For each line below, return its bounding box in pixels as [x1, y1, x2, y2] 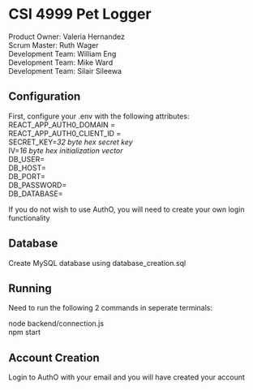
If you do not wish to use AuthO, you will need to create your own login [8, 204, 245, 214]
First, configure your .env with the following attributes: [8, 111, 190, 121]
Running [8, 281, 53, 295]
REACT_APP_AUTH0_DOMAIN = [8, 119, 116, 130]
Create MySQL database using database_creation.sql [8, 258, 187, 268]
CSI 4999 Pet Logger [8, 5, 152, 24]
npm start [8, 328, 41, 337]
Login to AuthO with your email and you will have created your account [8, 372, 246, 382]
